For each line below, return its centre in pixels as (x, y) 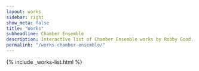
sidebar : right (25, 17)
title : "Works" (25, 28)
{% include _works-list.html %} (44, 62)
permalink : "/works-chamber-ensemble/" (56, 45)
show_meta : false (28, 23)
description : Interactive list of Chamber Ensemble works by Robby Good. (100, 39)
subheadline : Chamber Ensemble (45, 34)
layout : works (24, 12)
